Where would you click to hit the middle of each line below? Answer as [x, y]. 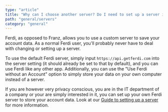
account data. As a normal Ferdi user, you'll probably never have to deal [79, 43]
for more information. [27, 105]
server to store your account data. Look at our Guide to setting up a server [82, 100]
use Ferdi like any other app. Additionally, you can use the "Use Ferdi [76, 69]
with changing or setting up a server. [43, 48]
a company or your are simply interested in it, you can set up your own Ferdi [83, 94]
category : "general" [27, 24]
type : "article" [22, 10]
